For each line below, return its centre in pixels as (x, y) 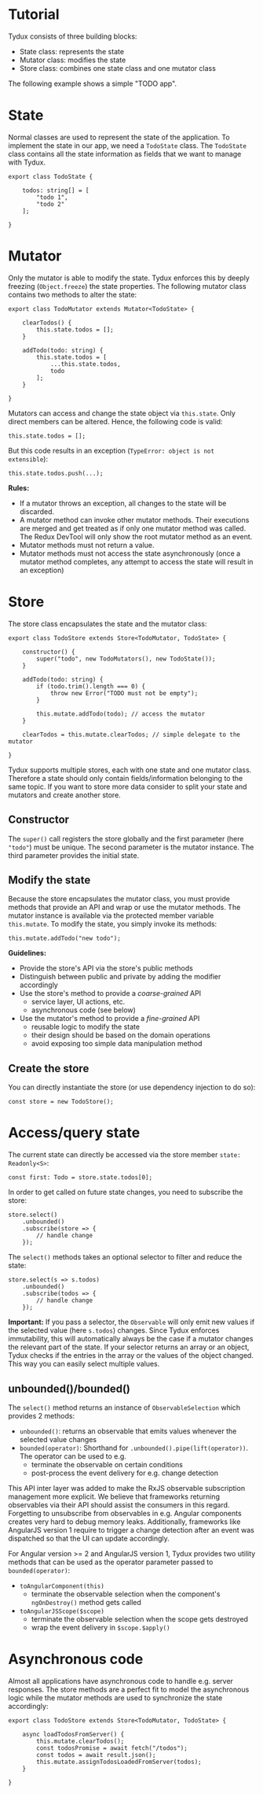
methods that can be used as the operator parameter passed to (111, 1562)
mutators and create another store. (65, 795)
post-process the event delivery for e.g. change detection (124, 1473)
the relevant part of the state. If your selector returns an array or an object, (129, 1347)
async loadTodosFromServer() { (73, 1734)
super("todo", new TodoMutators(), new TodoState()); (126, 659)
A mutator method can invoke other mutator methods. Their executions (134, 520)
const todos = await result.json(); (96, 1755)
